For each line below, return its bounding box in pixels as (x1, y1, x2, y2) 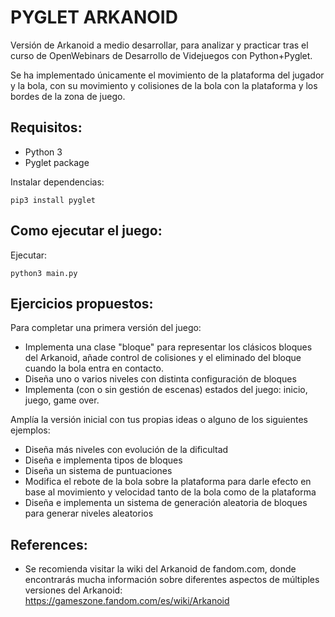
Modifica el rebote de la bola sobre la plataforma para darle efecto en (24, 476, 312, 488)
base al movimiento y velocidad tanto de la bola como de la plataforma (24, 486, 317, 498)
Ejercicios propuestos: (10, 295, 154, 312)
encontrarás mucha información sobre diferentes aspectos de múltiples (24, 574, 320, 586)
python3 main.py (10, 268, 78, 278)
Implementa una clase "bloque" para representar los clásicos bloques (24, 341, 313, 353)
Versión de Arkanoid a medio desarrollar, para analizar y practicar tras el (10, 39, 309, 51)
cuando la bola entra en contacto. (24, 362, 164, 375)
